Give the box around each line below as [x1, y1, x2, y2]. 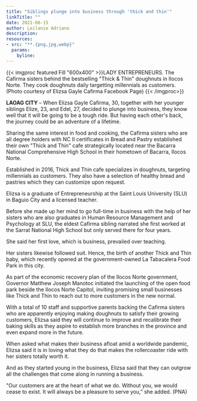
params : [11, 47, 31, 53]
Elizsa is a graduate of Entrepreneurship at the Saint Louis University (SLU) [6, 190, 188, 197]
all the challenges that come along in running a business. [6, 370, 144, 377]
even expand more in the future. [6, 328, 84, 335]
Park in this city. [6, 262, 45, 269]
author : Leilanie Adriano [6, 25, 69, 31]
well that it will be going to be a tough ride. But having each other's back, [6, 112, 183, 119]
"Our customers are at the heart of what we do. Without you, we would [6, 382, 178, 389]
